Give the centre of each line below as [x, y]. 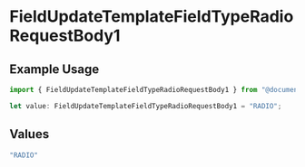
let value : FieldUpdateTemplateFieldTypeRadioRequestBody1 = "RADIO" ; [146, 106]
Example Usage [54, 69]
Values [30, 134]
